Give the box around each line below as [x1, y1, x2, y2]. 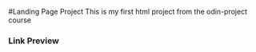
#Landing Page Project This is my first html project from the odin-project [8, 7, 248, 16]
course [8, 15, 32, 25]
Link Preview [8, 35, 60, 46]
